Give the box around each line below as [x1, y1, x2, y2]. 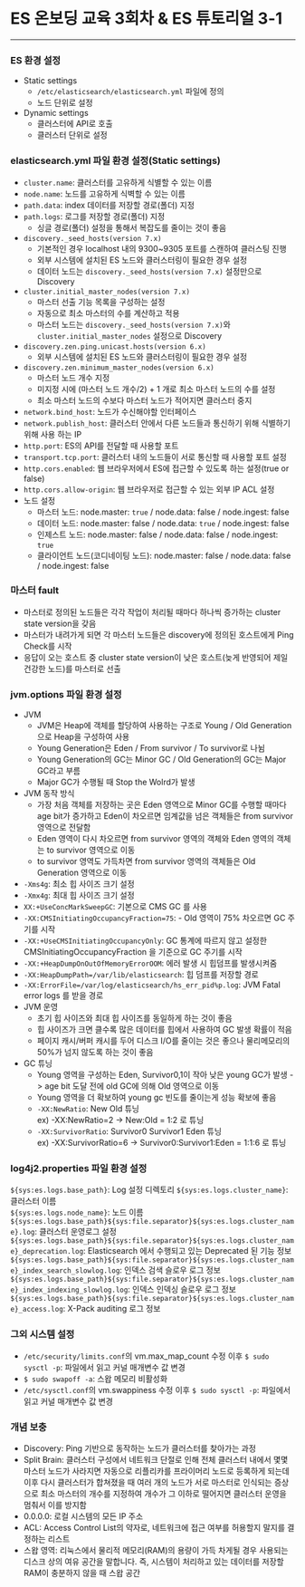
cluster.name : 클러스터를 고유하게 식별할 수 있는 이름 [23, 177, 213, 188]
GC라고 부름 [36, 765, 81, 776]
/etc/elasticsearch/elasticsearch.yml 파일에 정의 [36, 86, 224, 97]
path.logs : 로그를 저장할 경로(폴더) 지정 [23, 210, 166, 222]
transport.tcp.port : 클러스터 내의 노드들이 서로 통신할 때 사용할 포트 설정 [23, 451, 288, 462]
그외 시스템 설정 [10, 1328, 75, 1341]
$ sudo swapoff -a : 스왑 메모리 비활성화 [23, 1373, 168, 1384]
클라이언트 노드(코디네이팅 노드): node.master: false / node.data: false [36, 550, 291, 561]
